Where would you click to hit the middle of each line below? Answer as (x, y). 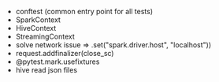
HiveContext (36, 28)
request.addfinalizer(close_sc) (65, 53)
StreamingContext (45, 36)
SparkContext (38, 20)
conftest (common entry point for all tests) (84, 11)
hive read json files (46, 70)
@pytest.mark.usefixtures (58, 61)
